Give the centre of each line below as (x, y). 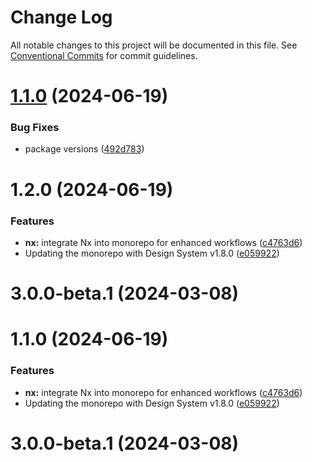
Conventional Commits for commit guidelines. (104, 55)
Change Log (61, 17)
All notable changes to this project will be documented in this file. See (154, 45)
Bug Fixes (35, 128)
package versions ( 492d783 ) (84, 149)
